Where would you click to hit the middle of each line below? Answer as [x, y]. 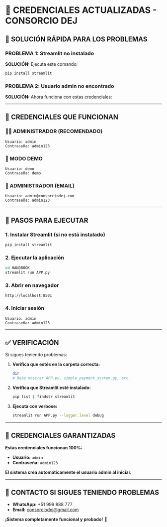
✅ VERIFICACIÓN [32, 342]
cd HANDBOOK [17, 268]
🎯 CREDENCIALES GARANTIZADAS [60, 436]
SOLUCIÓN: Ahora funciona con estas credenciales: [59, 97]
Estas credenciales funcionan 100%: [44, 447]
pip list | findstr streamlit [44, 397]
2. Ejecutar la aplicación [35, 258]
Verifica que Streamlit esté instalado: [51, 388]
